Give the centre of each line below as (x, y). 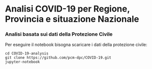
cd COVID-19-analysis (27, 54)
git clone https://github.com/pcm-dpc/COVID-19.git (58, 58)
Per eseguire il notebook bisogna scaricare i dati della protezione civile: (76, 45)
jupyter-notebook (23, 62)
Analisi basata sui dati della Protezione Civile (59, 34)
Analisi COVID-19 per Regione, (67, 9)
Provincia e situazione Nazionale (72, 19)
